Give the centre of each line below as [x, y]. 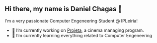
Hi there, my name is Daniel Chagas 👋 [64, 9]
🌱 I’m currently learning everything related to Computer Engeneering [82, 35]
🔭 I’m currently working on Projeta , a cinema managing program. [78, 30]
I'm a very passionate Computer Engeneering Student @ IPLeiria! [71, 21]
